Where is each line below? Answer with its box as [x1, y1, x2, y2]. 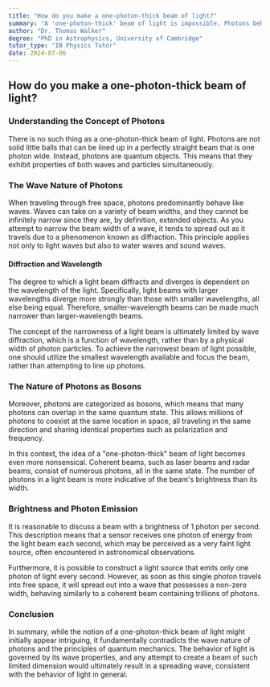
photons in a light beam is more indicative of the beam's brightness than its [8, 475, 258, 484]
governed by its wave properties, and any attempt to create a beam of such [8, 652, 259, 662]
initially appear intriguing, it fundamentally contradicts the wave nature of [8, 636, 251, 645]
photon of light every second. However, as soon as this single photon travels [8, 571, 262, 581]
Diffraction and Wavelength [8, 259, 103, 269]
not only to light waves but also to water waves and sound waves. [8, 241, 227, 250]
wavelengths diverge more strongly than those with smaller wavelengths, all [8, 294, 260, 304]
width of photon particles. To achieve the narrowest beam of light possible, [8, 343, 257, 354]
